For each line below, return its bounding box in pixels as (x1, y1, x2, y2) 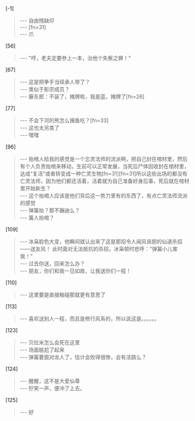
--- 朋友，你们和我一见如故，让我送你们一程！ (19, 267, 132, 274)
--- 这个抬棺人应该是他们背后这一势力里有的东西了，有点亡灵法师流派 (19, 192, 188, 199)
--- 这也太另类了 (19, 124, 60, 131)
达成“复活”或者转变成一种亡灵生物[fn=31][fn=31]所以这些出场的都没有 (19, 170, 188, 177)
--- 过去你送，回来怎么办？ (19, 260, 85, 267)
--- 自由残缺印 (19, 17, 55, 24)
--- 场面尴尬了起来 (19, 346, 65, 353)
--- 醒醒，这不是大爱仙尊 (19, 378, 80, 384)
